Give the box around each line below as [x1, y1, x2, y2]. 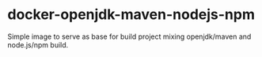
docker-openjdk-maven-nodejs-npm [7, 6, 255, 24]
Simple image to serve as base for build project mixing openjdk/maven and [7, 32, 252, 41]
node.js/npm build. [7, 40, 69, 49]
